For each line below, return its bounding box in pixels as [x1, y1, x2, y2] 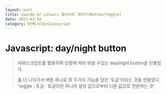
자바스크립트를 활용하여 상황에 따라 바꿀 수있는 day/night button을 [17, 60, 148, 66]
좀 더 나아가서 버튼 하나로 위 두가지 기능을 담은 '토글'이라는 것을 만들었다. [17, 77, 160, 83]
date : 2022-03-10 [5, 16, 42, 21]
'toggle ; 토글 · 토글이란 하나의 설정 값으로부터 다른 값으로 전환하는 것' [17, 83, 155, 89]
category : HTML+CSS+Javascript [5, 21, 71, 26]
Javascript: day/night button [5, 43, 127, 54]
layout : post [5, 7, 33, 12]
